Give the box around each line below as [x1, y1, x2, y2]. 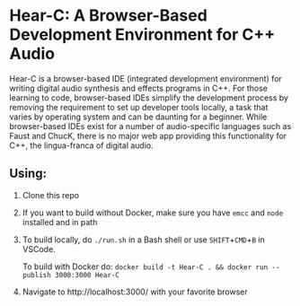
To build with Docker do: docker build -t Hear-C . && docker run [22, 261, 269, 272]
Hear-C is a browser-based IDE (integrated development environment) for [9, 73, 283, 83]
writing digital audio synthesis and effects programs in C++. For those [9, 83, 268, 93]
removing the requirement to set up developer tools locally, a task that [9, 101, 269, 112]
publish [22, 270, 51, 279]
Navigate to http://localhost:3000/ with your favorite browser [22, 286, 249, 297]
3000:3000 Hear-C [55, 270, 119, 279]
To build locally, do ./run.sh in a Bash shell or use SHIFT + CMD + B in [22, 234, 265, 245]
